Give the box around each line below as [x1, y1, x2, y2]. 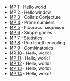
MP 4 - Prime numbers [9, 19, 55, 25]
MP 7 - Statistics [9, 35, 42, 40]
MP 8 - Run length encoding [9, 40, 66, 45]
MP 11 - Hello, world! [9, 55, 50, 61]
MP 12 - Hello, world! [9, 60, 51, 66]
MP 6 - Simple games [9, 30, 53, 35]
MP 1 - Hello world [9, 4, 47, 10]
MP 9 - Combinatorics [9, 45, 54, 51]
